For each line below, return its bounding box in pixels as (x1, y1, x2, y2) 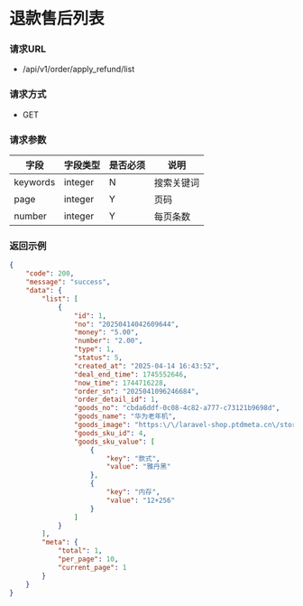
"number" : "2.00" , (73, 336, 143, 346)
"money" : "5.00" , (73, 328, 140, 337)
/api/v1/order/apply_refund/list (22, 64, 135, 75)
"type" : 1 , (73, 345, 115, 354)
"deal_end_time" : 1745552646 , (73, 369, 188, 379)
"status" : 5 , (73, 353, 124, 362)
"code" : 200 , (25, 269, 75, 278)
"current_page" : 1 (57, 563, 127, 572)
